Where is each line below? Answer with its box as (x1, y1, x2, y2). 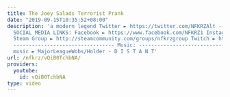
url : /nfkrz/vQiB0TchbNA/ (7, 55, 81, 61)
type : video (7, 80, 41, 87)
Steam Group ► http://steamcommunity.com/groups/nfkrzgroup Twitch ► (13, 36, 216, 42)
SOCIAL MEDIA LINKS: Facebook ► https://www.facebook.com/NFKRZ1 (13, 29, 204, 36)
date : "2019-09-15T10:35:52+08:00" (7, 16, 109, 23)
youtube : (13, 67, 38, 74)
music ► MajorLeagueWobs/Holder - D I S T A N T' (13, 48, 157, 55)
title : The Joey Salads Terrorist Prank (7, 10, 125, 17)
